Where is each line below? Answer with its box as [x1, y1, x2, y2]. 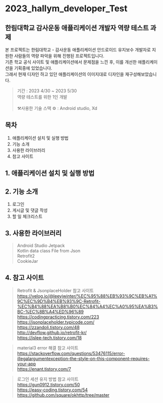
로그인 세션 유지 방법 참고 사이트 [17, 376, 79, 382]
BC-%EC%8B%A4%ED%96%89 [17, 308, 84, 314]
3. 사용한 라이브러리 [5, 229, 62, 238]
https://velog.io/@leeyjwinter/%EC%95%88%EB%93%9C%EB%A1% [17, 293, 158, 299]
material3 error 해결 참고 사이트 [17, 345, 79, 351]
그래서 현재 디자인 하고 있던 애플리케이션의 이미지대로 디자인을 [5, 72, 124, 77]
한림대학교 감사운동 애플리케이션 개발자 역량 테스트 [5, 24, 149, 32]
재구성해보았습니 [125, 72, 157, 77]
